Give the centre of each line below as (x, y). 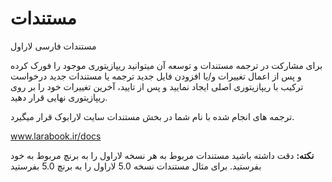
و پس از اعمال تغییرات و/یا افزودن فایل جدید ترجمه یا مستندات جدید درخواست (156, 76)
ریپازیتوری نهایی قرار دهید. (59, 97)
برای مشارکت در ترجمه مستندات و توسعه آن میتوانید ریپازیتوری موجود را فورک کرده (166, 65)
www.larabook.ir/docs (56, 136)
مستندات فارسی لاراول (53, 46)
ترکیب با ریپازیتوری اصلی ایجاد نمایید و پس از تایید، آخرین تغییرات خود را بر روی (157, 86)
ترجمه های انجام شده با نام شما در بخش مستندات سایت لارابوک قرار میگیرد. (152, 116)
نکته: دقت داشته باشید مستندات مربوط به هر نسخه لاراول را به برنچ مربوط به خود (162, 155)
